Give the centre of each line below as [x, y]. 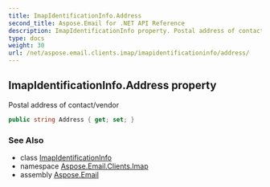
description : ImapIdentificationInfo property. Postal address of [122, 30]
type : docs [27, 38]
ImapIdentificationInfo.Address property [112, 85]
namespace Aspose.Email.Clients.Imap [84, 166]
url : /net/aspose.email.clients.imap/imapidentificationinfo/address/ [129, 53]
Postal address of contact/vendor [63, 104]
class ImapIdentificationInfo [66, 157]
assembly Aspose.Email [59, 174]
